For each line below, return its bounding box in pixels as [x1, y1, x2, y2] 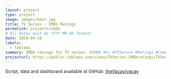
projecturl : [5, 54, 31, 60]
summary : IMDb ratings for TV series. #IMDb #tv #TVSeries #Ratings [5, 50, 154, 55]
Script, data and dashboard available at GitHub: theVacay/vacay [5, 68, 139, 74]
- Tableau [10, 45, 31, 50]
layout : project [5, 7, 40, 13]
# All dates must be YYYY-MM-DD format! [5, 31, 93, 36]
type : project [5, 12, 36, 17]
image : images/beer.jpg [5, 17, 56, 22]
